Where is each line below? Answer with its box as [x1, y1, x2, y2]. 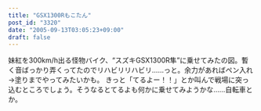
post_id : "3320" [8, 19, 61, 27]
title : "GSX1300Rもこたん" [8, 11, 92, 20]
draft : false [8, 33, 51, 41]
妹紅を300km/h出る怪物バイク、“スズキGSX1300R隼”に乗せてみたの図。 [8, 55, 242, 65]
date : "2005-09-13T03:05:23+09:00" [8, 26, 125, 34]
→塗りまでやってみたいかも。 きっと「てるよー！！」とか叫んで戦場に [8, 75, 236, 84]
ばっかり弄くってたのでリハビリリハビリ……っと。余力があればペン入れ [21, 66, 253, 75]
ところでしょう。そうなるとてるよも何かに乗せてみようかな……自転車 [21, 85, 246, 95]
